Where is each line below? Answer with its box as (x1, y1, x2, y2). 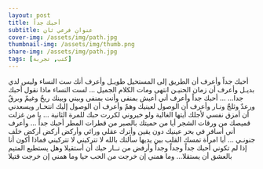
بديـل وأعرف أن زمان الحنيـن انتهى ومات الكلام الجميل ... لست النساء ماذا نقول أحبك (8, 84, 255, 94)
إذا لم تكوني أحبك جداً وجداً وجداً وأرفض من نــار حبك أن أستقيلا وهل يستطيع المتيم (8, 142, 247, 153)
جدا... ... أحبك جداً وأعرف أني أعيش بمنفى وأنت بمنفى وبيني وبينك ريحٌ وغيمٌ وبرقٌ (8, 93, 244, 102)
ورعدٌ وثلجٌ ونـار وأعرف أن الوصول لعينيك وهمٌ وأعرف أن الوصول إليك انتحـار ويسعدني (8, 101, 255, 110)
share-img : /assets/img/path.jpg (8, 48, 118, 56)
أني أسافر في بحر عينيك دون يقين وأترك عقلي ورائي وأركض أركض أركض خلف (8, 126, 236, 135)
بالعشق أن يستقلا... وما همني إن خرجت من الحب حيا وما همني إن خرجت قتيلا (8, 151, 233, 160)
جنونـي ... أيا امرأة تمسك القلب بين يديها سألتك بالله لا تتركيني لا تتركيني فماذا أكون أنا (8, 135, 256, 144)
